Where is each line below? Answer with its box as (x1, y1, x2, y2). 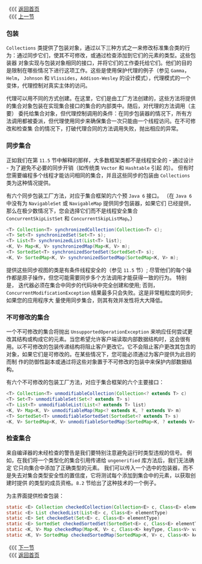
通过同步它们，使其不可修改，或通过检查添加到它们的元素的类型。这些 (16, 52, 191, 59)
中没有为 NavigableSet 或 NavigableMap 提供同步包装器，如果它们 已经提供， (6, 199, 194, 207)
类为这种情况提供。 (6, 179, 54, 186)
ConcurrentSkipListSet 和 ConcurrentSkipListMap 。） (6, 214, 136, 222)
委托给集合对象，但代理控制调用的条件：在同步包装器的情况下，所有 (17, 110, 187, 117)
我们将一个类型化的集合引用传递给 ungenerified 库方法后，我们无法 (22, 457, 189, 464)
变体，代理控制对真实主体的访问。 (6, 82, 91, 89)
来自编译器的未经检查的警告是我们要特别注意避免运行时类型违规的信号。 (6, 449, 185, 456)
